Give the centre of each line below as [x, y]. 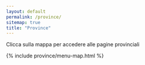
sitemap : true [23, 22]
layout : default [26, 11]
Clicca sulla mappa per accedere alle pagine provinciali [73, 45]
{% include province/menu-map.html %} [55, 56]
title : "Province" [28, 28]
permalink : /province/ [34, 17]
